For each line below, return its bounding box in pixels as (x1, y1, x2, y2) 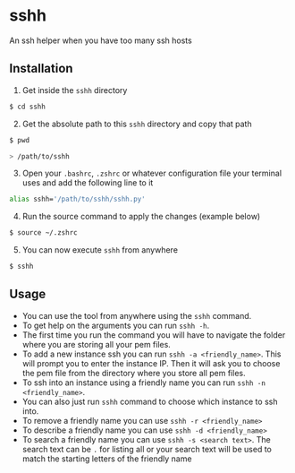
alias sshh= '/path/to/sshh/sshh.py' (9, 194, 146, 204)
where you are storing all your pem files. (21, 339, 172, 349)
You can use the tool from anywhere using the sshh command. (21, 310, 252, 321)
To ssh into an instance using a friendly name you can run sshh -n (21, 377, 266, 388)
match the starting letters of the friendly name (21, 453, 192, 464)
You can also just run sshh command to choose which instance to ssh (21, 396, 278, 407)
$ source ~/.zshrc (9, 228, 78, 237)
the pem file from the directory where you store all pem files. (21, 367, 246, 378)
